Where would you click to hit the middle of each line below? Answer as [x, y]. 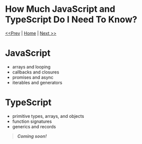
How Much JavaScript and [60, 9]
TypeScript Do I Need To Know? [71, 19]
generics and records [34, 126]
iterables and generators [37, 82]
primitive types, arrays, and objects [48, 116]
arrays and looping [31, 67]
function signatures [32, 121]
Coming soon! [32, 136]
